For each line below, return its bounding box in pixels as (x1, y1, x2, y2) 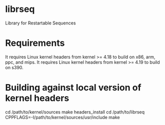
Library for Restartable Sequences (5, 20, 76, 26)
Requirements (5, 37, 65, 49)
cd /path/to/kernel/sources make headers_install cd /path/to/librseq (5, 109, 145, 115)
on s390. (5, 64, 23, 70)
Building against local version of (5, 82, 141, 93)
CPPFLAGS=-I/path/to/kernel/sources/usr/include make (5, 114, 120, 120)
